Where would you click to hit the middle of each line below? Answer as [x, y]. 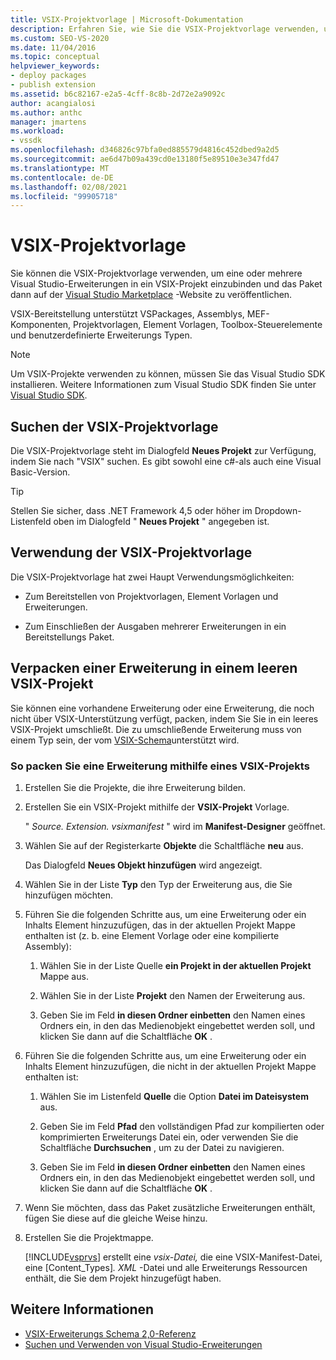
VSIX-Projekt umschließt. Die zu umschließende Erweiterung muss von [156, 729]
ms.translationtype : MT [60, 168]
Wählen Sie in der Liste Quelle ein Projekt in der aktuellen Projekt [175, 965]
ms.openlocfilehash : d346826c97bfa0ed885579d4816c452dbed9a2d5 [145, 150]
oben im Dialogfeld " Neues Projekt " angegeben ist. [161, 521]
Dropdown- [278, 510]
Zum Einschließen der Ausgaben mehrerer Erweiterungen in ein [155, 626]
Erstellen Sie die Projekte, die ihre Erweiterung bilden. [135, 787]
